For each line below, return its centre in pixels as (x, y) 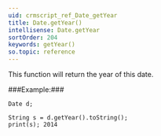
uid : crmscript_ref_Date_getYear (63, 15)
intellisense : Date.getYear (54, 30)
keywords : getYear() (42, 45)
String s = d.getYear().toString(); (68, 118)
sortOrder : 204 (33, 37)
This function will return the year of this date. (81, 74)
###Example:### (36, 90)
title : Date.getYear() (45, 23)
